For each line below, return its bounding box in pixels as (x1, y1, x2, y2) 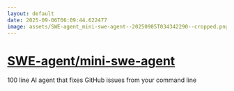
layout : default (7, 10, 54, 17)
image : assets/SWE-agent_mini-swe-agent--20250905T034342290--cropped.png (7, 23, 229, 30)
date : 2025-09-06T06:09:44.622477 (7, 17, 108, 24)
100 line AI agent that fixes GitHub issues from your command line (7, 76, 197, 84)
